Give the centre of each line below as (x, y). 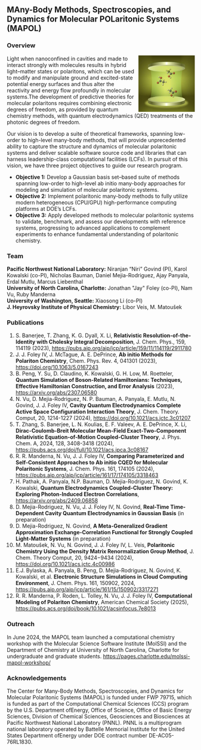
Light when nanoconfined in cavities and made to (67, 59)
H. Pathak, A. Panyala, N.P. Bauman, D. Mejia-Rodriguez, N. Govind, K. (102, 482)
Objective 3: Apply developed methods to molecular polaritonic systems (105, 215)
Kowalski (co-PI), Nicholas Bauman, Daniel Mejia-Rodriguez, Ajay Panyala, (98, 275)
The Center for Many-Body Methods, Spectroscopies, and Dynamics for (95, 691)
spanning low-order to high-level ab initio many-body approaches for (101, 183)
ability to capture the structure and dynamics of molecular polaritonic (92, 146)
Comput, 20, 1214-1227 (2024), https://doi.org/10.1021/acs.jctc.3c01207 (103, 418)
